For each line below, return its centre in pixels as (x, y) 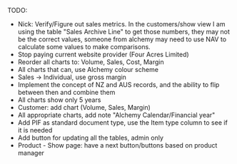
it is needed (35, 130)
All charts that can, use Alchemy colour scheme (88, 70)
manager (31, 153)
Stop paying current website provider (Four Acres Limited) (103, 54)
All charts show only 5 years (59, 100)
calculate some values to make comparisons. (84, 47)
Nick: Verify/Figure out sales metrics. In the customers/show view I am (121, 24)
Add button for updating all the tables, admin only (91, 138)
